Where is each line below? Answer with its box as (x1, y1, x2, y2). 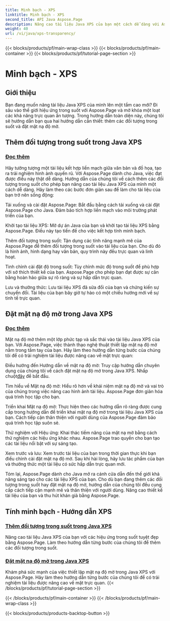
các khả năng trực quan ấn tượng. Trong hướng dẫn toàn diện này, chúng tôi (5, 113, 164, 118)
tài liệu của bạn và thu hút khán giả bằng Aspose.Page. (5, 493, 120, 499)
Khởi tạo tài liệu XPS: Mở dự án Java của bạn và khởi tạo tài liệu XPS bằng (5, 222, 159, 228)
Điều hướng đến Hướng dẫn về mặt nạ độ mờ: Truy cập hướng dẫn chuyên (5, 363, 160, 369)
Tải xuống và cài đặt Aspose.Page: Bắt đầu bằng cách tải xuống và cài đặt (5, 202, 160, 208)
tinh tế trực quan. (5, 295, 41, 301)
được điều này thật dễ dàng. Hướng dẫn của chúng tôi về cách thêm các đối (5, 176, 164, 182)
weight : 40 (5, 26, 28, 31)
